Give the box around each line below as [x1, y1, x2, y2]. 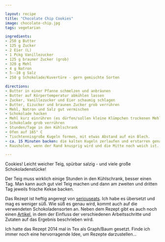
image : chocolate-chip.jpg [5, 21, 60, 26]
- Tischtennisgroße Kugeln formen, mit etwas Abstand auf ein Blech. [5, 134, 151, 139]
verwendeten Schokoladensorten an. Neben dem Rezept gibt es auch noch [5, 206, 157, 212]
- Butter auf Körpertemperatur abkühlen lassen [5, 93, 105, 98]
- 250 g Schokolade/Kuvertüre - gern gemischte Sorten [5, 75, 120, 80]
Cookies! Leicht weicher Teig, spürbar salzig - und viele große [5, 161, 131, 167]
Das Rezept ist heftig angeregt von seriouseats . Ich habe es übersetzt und [5, 196, 155, 202]
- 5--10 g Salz [5, 71, 36, 76]
